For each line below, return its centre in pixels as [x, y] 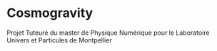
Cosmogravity [50, 13]
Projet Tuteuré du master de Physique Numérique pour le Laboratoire [108, 33]
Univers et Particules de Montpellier [59, 40]
